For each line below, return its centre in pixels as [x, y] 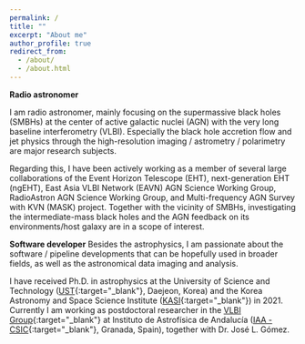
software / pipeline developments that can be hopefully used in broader [144, 253]
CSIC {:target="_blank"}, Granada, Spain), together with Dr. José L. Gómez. [149, 329]
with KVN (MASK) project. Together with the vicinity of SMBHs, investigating [152, 207]
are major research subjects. [63, 150]
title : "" [28, 26]
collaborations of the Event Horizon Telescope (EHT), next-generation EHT [149, 177]
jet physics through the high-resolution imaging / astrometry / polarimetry [147, 141]
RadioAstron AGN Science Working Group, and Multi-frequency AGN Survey [152, 197]
